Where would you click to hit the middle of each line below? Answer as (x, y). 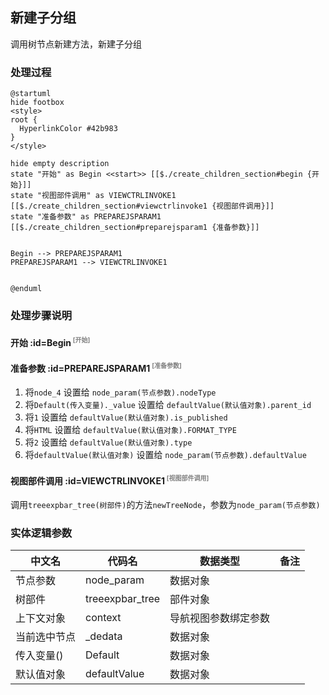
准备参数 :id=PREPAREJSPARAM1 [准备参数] (96, 367)
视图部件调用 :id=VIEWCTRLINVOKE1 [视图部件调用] (110, 480)
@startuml (31, 94)
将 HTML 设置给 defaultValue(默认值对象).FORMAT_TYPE (130, 430)
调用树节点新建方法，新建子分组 (76, 44)
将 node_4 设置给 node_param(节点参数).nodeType (120, 392)
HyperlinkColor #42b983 (68, 129)
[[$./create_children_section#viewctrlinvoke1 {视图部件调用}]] (142, 206)
